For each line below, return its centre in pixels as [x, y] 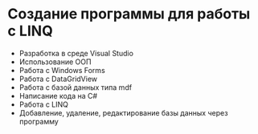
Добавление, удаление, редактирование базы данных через [123, 112]
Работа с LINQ [44, 104]
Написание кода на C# [58, 95]
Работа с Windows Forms [62, 70]
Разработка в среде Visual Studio [76, 53]
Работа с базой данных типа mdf [76, 87]
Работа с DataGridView [58, 79]
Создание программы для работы [129, 14]
